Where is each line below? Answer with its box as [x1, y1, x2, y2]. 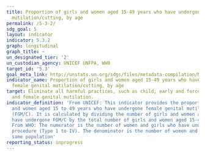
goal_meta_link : [6, 71, 48, 77]
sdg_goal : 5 [6, 26, 37, 32]
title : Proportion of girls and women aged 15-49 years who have [6, 9, 176, 15]
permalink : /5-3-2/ [6, 20, 56, 26]
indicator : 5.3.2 [6, 37, 51, 43]
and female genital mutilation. [12, 94, 95, 100]
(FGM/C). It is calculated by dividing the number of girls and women [12, 111, 195, 117]
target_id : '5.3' [6, 65, 51, 72]
